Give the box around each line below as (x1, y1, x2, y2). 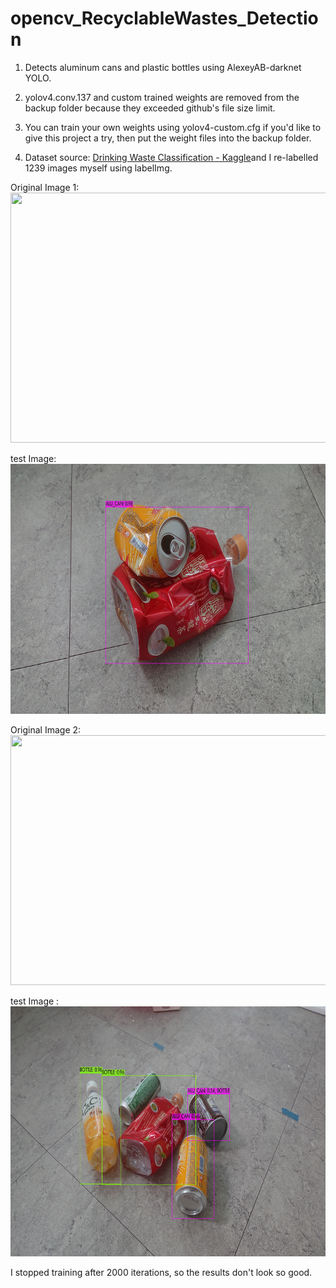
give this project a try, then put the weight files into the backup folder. (24, 132, 312, 144)
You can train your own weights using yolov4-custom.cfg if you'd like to (24, 121, 322, 133)
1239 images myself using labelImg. (24, 162, 173, 174)
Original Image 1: (10, 181, 80, 193)
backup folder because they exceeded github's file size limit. (24, 102, 276, 114)
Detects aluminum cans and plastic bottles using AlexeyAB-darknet (24, 61, 302, 73)
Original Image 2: (10, 723, 82, 736)
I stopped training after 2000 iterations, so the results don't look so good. (10, 1266, 313, 1278)
